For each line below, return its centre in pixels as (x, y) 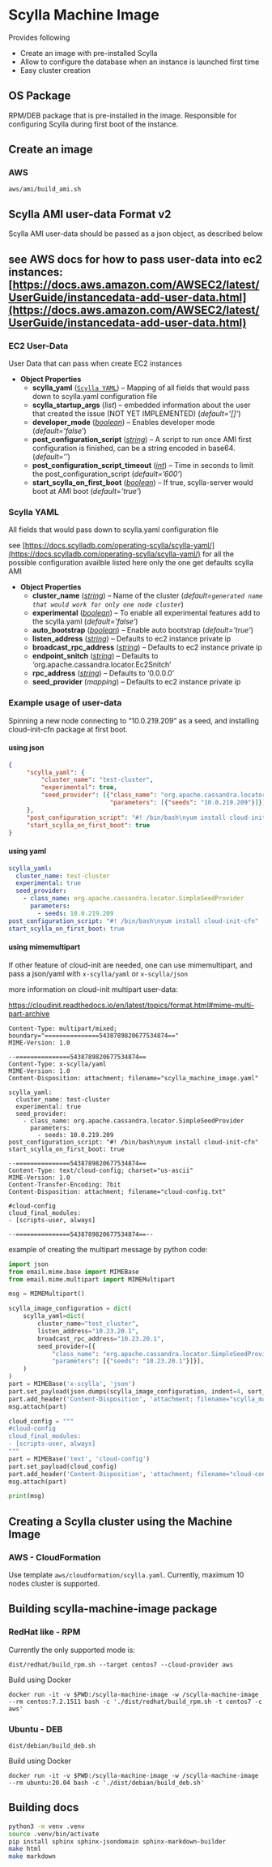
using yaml (28, 851)
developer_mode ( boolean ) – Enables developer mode (123, 422)
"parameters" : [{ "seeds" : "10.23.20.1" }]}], (128, 1361)
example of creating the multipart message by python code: (108, 1249)
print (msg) (27, 1496)
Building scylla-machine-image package (113, 1609)
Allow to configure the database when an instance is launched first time (140, 62)
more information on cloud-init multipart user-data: (93, 989)
